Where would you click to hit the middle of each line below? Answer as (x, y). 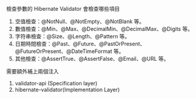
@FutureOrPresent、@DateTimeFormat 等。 (70, 51)
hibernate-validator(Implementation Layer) (67, 89)
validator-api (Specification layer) (56, 83)
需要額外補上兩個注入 (32, 71)
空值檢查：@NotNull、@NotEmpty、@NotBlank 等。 (80, 21)
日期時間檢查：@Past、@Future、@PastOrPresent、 (80, 44)
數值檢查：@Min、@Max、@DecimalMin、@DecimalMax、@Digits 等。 (104, 29)
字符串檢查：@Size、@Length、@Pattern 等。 (72, 36)
